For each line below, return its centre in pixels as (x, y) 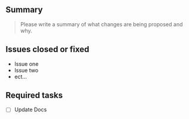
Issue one (26, 64)
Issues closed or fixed (48, 49)
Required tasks (34, 95)
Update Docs (31, 109)
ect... (21, 77)
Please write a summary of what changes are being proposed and (101, 24)
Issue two (26, 70)
